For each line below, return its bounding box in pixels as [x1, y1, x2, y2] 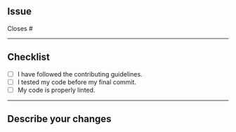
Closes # [7, 24, 33, 32]
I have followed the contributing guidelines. [17, 70, 143, 78]
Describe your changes [7, 113, 112, 125]
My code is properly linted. [17, 86, 96, 94]
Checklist [7, 51, 51, 63]
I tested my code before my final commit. [17, 77, 137, 86]
